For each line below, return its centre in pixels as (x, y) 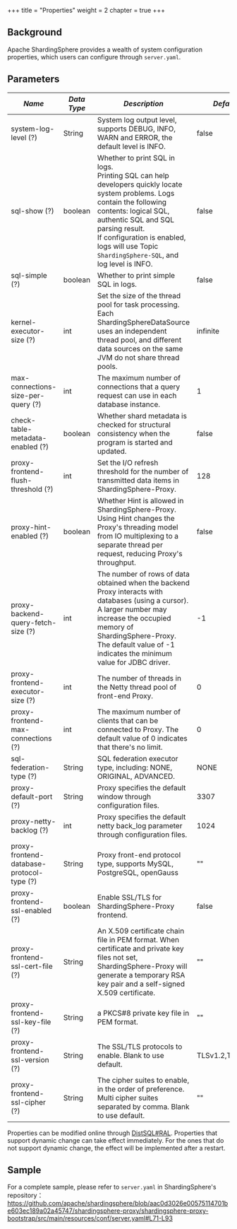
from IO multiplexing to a (138, 536)
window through (124, 796)
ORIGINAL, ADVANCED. (136, 776)
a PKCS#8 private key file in (143, 1013)
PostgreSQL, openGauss (138, 872)
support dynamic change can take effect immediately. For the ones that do (116, 1140)
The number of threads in (139, 678)
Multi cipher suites (128, 1098)
